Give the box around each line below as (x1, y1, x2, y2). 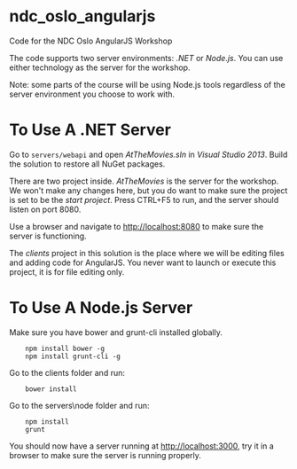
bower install (25, 384, 77, 394)
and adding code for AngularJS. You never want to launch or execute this (9, 257, 277, 268)
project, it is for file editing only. (9, 266, 125, 277)
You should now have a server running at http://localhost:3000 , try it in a (9, 441, 275, 451)
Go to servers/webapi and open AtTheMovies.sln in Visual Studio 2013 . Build (9, 149, 288, 160)
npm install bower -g (25, 344, 105, 353)
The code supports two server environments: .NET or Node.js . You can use (9, 52, 284, 63)
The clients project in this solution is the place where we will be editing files (9, 247, 285, 258)
